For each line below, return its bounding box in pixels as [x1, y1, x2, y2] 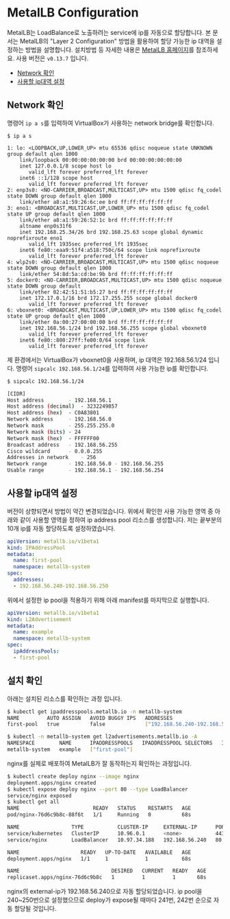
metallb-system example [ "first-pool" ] [7, 746, 133, 753]
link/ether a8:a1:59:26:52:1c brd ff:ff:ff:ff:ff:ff [19, 216, 173, 224]
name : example [13, 629, 53, 636]
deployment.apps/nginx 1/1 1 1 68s [7, 855, 192, 862]
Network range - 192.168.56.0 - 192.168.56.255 [7, 461, 164, 467]
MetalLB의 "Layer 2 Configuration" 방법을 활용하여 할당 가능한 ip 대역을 [19, 36, 216, 45]
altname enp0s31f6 [19, 222, 72, 229]
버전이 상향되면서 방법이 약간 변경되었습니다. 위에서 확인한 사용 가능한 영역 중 [7, 507, 214, 515]
